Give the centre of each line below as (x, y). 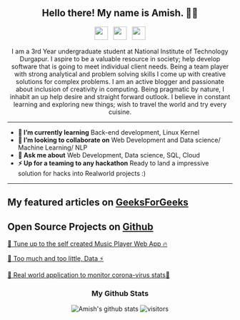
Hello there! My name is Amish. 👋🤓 (120, 13)
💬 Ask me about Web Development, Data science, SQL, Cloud (109, 155)
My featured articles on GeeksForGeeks (98, 203)
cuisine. (120, 112)
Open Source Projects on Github (80, 226)
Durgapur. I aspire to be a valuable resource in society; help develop (120, 58)
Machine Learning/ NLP (52, 148)
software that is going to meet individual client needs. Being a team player (120, 66)
